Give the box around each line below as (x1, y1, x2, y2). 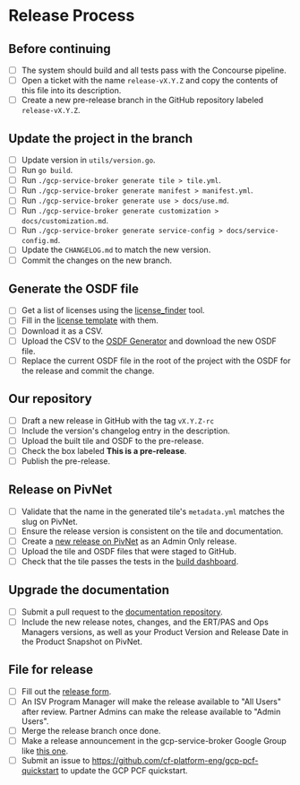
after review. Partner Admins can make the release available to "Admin (21, 706, 281, 717)
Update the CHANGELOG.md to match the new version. (21, 244, 211, 256)
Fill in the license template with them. (21, 315, 159, 326)
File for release (8, 662, 93, 677)
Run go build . (21, 165, 73, 176)
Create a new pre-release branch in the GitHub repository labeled (21, 95, 264, 106)
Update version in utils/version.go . (21, 154, 156, 165)
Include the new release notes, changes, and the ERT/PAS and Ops (21, 616, 270, 627)
